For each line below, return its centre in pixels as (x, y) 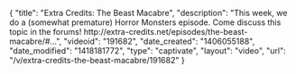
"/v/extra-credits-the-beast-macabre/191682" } (97, 60)
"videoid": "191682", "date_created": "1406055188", (159, 41)
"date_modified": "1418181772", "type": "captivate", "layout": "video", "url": (148, 51)
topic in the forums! (46, 32)
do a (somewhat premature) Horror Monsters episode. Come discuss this (145, 22)
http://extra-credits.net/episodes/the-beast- (166, 32)
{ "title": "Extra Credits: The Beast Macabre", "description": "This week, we (148, 13)
